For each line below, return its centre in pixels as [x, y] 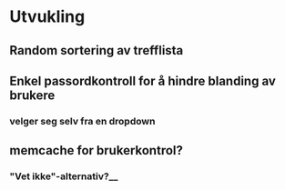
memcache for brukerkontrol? [97, 150]
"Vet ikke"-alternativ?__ [64, 176]
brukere [32, 95]
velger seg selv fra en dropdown [82, 121]
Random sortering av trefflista [97, 50]
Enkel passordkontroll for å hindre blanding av [142, 80]
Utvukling [47, 17]
